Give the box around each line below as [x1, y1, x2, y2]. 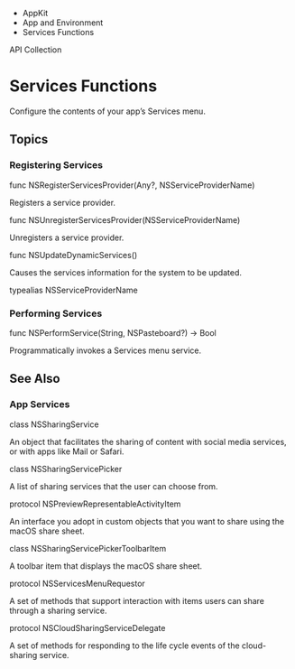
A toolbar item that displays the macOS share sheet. [9, 560, 203, 571]
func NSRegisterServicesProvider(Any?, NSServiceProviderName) [9, 180, 255, 190]
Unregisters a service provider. [9, 232, 124, 243]
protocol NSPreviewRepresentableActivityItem [9, 498, 181, 509]
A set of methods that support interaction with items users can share [9, 595, 264, 606]
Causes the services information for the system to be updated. [9, 266, 242, 278]
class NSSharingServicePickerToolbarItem [9, 543, 167, 553]
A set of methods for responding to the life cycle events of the [9, 640, 241, 651]
